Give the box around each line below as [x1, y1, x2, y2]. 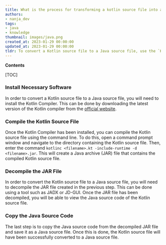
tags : [5, 21, 16, 26]
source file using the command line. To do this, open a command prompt [5, 134, 153, 141]
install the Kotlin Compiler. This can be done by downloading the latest [5, 100, 148, 106]
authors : [5, 12, 23, 17]
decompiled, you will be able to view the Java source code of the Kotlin [5, 195, 150, 201]
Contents [5, 62, 25, 68]
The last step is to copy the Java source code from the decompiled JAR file [5, 223, 159, 230]
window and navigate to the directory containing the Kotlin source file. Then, [5, 140, 161, 146]
